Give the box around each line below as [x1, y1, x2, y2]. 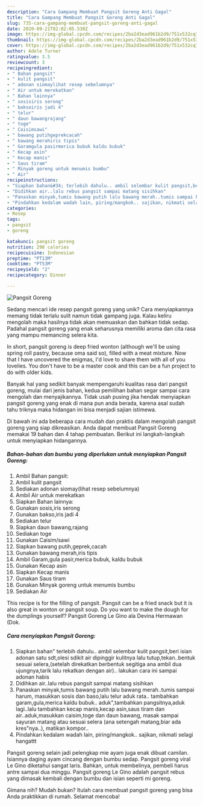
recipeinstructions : [7, 177, 59, 183]
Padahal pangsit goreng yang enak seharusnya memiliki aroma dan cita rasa [7, 325, 196, 332]
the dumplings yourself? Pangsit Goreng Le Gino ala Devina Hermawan [7, 612, 183, 619]
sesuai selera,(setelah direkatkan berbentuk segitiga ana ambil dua [15, 660, 182, 667]
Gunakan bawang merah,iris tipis [15, 549, 98, 556]
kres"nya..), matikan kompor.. [15, 725, 89, 732]
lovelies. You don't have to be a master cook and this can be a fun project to [7, 362, 196, 369]
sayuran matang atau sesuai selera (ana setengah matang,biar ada [15, 718, 181, 725]
